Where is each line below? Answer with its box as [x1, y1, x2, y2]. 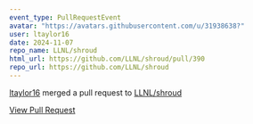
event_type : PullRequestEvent [9, 12, 122, 22]
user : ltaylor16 [9, 29, 69, 38]
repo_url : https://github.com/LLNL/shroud [9, 63, 169, 72]
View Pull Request [9, 104, 76, 115]
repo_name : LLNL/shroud [9, 46, 98, 55]
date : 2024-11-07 [9, 37, 74, 47]
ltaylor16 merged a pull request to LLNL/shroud [9, 87, 183, 98]
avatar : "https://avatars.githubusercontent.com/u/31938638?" [9, 21, 245, 30]
